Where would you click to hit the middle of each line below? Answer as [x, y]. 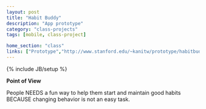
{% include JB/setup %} [37, 69]
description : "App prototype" [45, 23]
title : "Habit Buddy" [34, 18]
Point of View [24, 81]
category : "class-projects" [42, 29]
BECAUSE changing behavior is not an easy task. [68, 99]
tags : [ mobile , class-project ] [46, 35]
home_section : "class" [35, 46]
